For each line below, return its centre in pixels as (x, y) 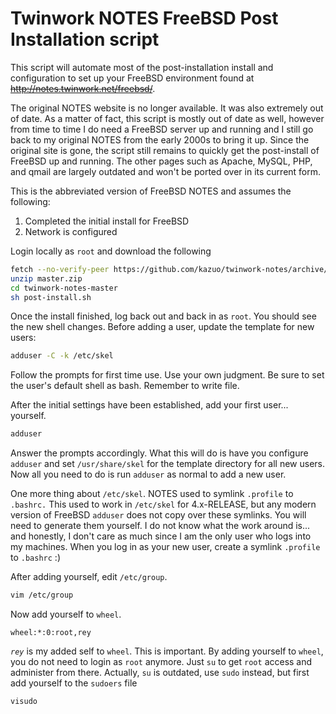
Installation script (85, 39)
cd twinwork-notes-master (64, 288)
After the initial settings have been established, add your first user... (149, 405)
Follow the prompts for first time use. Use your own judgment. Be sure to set (167, 375)
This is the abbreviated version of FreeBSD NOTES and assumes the (151, 191)
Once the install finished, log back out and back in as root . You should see (163, 316)
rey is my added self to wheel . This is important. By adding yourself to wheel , (167, 651)
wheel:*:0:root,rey (51, 633)
